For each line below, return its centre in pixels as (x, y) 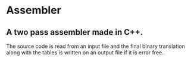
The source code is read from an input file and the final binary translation (96, 46)
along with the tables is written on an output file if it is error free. (85, 53)
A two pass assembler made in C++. (75, 32)
